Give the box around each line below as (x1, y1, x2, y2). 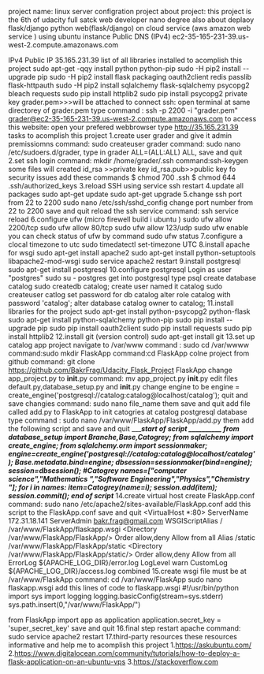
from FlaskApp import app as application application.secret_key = (8, 615, 222, 624)
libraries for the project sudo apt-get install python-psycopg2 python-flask (8, 307, 251, 316)
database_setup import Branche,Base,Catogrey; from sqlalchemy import (8, 433, 254, 441)
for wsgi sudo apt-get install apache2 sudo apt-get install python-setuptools (8, 248, 256, 257)
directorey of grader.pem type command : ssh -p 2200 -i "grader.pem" (8, 106, 239, 115)
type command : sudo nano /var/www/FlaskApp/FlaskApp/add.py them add (8, 415, 255, 425)
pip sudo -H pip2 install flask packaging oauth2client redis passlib (37, 73, 252, 81)
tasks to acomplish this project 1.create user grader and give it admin (8, 131, 232, 140)
